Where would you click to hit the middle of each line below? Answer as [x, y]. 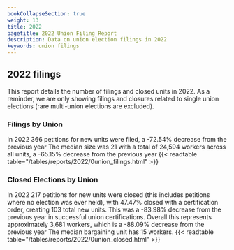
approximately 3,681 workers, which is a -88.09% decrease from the [106, 225]
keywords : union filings [43, 46]
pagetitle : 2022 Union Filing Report [62, 33]
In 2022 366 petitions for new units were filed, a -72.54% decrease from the [117, 140]
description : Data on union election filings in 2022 [87, 40]
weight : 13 [23, 20]
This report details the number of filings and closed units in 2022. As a [109, 91]
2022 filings [34, 74]
